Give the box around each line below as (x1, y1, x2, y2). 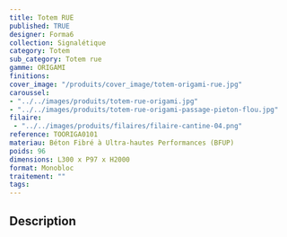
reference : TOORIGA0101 (9, 130, 99, 139)
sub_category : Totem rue (9, 55, 102, 64)
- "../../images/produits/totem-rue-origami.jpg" (9, 96, 199, 106)
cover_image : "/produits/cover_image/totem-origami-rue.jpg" (9, 80, 243, 89)
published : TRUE (9, 22, 70, 31)
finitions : (9, 72, 50, 81)
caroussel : (9, 88, 50, 97)
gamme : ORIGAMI (9, 64, 66, 73)
